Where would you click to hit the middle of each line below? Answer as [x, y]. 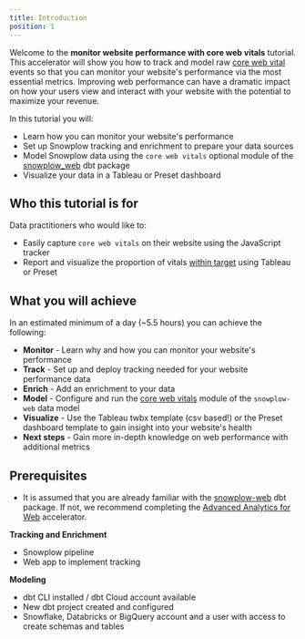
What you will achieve [73, 300]
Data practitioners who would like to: [78, 225]
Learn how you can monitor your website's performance [128, 136]
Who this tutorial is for [74, 203]
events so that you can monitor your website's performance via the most [146, 72]
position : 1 [32, 26]
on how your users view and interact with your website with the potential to [150, 91]
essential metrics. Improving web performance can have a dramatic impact [150, 81]
